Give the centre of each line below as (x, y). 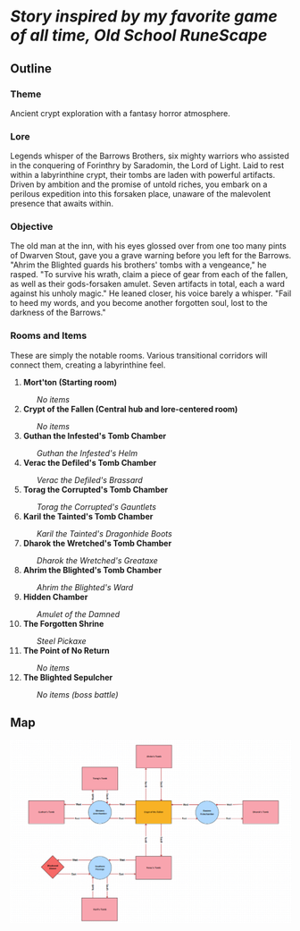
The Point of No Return (66, 650)
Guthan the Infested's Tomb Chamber (95, 436)
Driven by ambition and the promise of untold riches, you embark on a (139, 184)
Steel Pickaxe (62, 640)
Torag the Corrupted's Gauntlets (96, 506)
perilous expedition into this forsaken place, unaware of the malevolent (141, 194)
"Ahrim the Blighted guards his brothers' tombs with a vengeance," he (138, 265)
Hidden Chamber (55, 597)
